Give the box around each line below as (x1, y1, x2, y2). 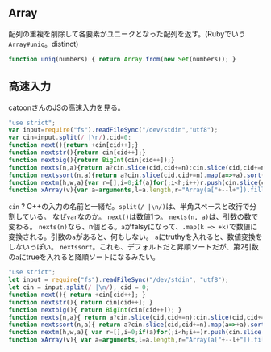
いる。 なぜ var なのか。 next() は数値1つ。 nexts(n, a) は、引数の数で (29, 212, 259, 221)
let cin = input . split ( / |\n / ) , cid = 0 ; (8, 283, 150, 291)
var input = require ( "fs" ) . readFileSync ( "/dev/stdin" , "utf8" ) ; (8, 126, 219, 134)
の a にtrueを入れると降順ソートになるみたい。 (8, 252, 160, 262)
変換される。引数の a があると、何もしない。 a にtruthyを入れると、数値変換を (8, 232, 263, 241)
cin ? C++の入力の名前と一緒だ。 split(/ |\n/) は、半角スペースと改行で (8, 202, 250, 212)
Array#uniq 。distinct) (8, 39, 79, 48)
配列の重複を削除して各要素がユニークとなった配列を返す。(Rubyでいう (8, 28, 246, 39)
